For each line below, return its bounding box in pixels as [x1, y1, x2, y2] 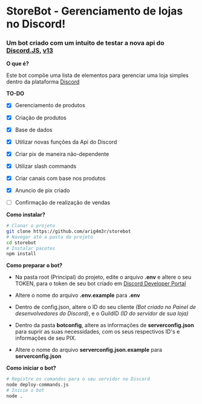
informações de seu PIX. [15, 334, 77, 342]
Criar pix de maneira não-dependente [15, 150, 109, 157]
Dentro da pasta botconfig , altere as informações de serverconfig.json [15, 322, 195, 329]
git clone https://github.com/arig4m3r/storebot [6, 228, 131, 234]
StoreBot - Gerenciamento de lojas [6, 4, 183, 18]
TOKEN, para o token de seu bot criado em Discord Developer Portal [15, 280, 186, 287]
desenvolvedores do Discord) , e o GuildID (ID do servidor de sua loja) [15, 310, 189, 317]
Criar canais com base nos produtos [15, 174, 106, 182]
